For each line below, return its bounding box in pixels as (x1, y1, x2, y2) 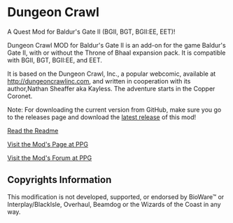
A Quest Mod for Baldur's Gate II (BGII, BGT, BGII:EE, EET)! (7, 27, 176, 36)
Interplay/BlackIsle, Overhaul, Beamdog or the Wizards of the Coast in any (7, 200, 222, 208)
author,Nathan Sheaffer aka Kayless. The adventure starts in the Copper (7, 84, 216, 93)
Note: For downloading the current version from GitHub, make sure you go (7, 105, 222, 114)
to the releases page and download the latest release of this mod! (7, 113, 197, 121)
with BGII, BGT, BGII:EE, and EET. (7, 55, 103, 64)
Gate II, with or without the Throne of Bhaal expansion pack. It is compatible (7, 48, 226, 57)
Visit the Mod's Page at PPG (7, 140, 89, 148)
